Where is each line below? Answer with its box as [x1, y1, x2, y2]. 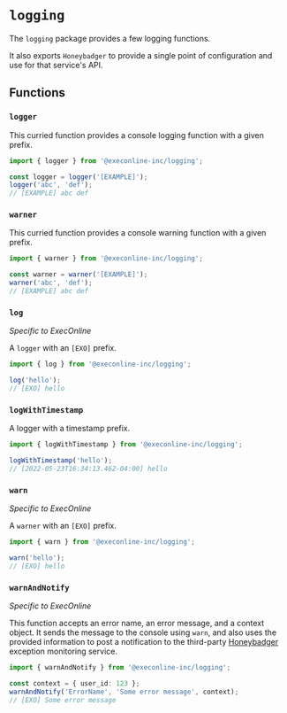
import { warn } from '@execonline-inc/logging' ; [9, 538, 196, 546]
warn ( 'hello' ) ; [9, 553, 65, 562]
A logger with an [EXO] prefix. [9, 343, 117, 353]
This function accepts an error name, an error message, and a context [9, 617, 265, 628]
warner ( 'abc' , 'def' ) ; [9, 278, 93, 288]
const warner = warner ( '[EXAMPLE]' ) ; [9, 270, 148, 279]
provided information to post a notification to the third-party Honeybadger [9, 636, 279, 647]
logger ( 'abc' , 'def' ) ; [9, 181, 93, 190]
